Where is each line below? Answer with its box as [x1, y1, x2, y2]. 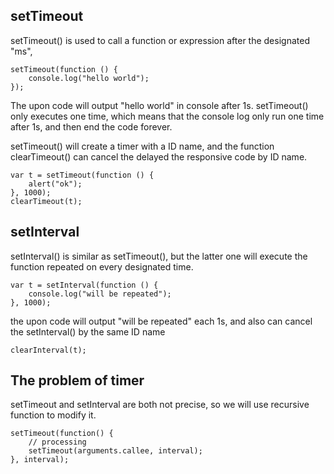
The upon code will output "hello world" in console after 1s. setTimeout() [10, 99, 309, 111]
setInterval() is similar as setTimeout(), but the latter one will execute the [10, 250, 308, 262]
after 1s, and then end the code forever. [10, 120, 173, 133]
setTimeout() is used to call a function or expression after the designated [10, 34, 310, 46]
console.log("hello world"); [28, 73, 150, 83]
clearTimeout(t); [10, 196, 83, 206]
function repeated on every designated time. [10, 260, 194, 273]
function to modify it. [10, 409, 97, 421]
